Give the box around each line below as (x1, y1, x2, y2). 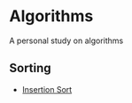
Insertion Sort (21, 84, 73, 94)
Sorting (9, 61, 51, 76)
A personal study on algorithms (9, 35, 124, 46)
